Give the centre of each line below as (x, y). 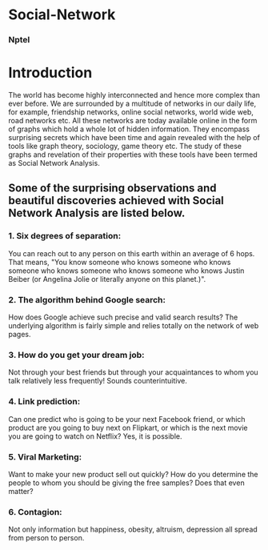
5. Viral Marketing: (45, 456)
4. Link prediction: (44, 402)
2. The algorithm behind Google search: (87, 299)
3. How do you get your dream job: (77, 355)
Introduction (50, 73)
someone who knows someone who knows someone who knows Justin (126, 271)
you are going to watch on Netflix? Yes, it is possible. (95, 436)
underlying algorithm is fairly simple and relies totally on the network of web (134, 326)
